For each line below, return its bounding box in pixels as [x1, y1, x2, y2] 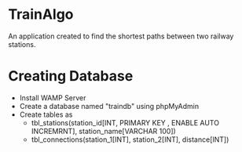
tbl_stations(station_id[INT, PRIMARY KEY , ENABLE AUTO [31, 118, 220, 127]
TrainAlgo [8, 5, 74, 24]
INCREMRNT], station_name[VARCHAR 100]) [31, 126, 177, 136]
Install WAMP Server [19, 92, 86, 103]
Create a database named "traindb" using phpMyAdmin [19, 101, 199, 110]
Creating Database [8, 67, 134, 85]
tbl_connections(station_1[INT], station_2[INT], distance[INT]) [31, 135, 229, 144]
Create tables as [19, 110, 73, 119]
